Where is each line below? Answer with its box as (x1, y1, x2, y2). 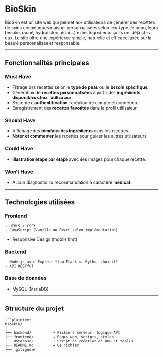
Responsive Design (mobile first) (12, 236, 78, 242)
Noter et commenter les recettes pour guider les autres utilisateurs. (12, 133, 148, 139)
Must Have (5, 73, 32, 80)
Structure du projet (5, 305, 64, 313)
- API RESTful (5, 263, 34, 269)
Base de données (5, 275, 47, 282)
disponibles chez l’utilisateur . (12, 95, 73, 100)
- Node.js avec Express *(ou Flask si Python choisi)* (5, 260, 118, 264)
